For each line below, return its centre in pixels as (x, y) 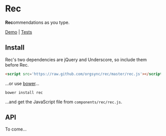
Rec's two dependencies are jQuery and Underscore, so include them (76, 60)
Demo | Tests (19, 32)
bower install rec (24, 92)
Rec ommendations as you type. (38, 22)
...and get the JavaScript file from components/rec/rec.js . (64, 102)
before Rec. (17, 65)
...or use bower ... (22, 83)
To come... (16, 129)
